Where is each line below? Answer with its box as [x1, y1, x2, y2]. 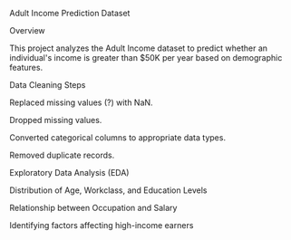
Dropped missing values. [9, 115, 102, 125]
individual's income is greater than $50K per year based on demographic [9, 53, 283, 62]
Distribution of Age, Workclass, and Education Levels [9, 185, 208, 196]
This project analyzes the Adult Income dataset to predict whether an [9, 43, 268, 53]
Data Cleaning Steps [9, 80, 86, 90]
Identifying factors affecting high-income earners [9, 220, 194, 230]
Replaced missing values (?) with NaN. [9, 97, 153, 108]
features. [9, 62, 44, 72]
